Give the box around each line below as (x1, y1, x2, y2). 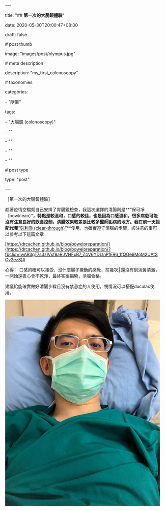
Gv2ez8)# (5, 257, 26, 263)
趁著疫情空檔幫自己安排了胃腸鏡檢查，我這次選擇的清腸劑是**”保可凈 (5, 207, 145, 212)
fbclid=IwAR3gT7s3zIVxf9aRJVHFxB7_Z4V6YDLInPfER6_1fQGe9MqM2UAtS (5, 251, 158, 257)
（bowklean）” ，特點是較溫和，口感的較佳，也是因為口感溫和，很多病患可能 (5, 213, 158, 218)
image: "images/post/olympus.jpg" (5, 51, 76, 57)
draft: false (5, 32, 27, 37)
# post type (5, 167, 28, 173)
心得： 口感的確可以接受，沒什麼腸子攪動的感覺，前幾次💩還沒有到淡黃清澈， (5, 267, 160, 272)
